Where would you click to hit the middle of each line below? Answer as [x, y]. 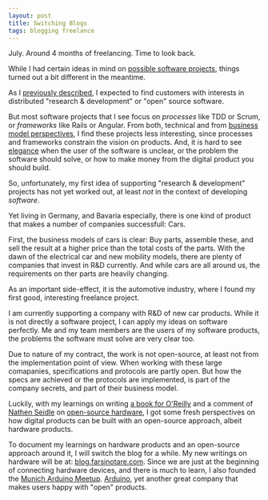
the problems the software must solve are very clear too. [102, 339]
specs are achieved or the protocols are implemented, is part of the [119, 380]
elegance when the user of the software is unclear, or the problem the [123, 151]
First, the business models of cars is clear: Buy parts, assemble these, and [131, 240]
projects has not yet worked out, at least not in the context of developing [128, 192]
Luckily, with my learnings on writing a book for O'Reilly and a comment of [131, 404]
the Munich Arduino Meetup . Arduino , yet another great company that [123, 479]
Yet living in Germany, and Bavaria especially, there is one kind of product [130, 216]
